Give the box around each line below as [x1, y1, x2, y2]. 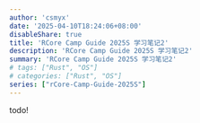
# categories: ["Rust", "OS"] [9, 72, 123, 81]
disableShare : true [9, 30, 83, 39]
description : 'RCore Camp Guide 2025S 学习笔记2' [9, 47, 193, 56]
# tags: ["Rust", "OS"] [9, 64, 99, 73]
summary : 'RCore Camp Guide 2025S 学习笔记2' [9, 55, 178, 64]
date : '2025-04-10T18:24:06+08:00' [9, 22, 143, 31]
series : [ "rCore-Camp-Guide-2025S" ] [9, 80, 146, 89]
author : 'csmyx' [9, 13, 70, 22]
